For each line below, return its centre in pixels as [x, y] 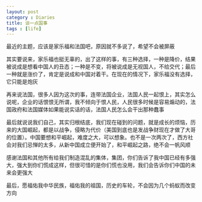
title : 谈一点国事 [27, 23]
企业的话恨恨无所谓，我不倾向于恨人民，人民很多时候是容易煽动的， [106, 102]
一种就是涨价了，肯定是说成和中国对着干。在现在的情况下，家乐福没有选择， [101, 74]
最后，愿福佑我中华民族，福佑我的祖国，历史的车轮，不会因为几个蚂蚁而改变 [101, 185]
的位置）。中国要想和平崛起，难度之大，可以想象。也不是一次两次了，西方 [97, 137]
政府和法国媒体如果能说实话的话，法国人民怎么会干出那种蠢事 [87, 109]
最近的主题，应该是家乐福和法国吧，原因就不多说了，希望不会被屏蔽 [90, 46]
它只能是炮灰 [22, 82]
